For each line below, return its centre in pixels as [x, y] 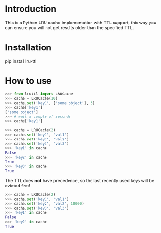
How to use [28, 81]
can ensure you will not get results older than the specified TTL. [69, 27]
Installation [28, 48]
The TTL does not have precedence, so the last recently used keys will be [80, 180]
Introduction [31, 9]
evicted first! [18, 186]
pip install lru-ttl [21, 61]
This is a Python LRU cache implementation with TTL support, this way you [81, 23]
